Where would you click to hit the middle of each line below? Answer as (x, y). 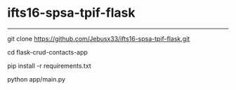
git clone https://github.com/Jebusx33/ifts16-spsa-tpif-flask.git (99, 38)
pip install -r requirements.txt (49, 66)
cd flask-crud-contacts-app (47, 52)
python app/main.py (36, 79)
